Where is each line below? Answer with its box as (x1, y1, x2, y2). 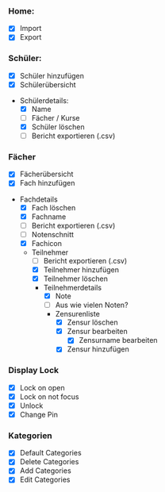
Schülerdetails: (19, 95, 69, 105)
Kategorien (8, 430, 53, 441)
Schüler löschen (31, 121, 85, 132)
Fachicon (31, 238, 62, 248)
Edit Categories (19, 475, 71, 485)
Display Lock (8, 365, 59, 376)
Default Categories (19, 448, 82, 458)
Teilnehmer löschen (43, 274, 109, 283)
